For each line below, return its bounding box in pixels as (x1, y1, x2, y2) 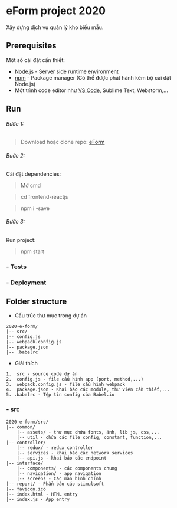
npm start (20, 248, 44, 255)
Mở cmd (20, 182, 41, 189)
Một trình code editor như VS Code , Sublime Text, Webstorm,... (14, 87, 168, 94)
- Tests (6, 263, 27, 271)
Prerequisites (6, 41, 57, 51)
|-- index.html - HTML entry (6, 491, 78, 497)
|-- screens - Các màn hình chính (17, 476, 101, 481)
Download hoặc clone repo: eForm (20, 139, 105, 146)
